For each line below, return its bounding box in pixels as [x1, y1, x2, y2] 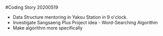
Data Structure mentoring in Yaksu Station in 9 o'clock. [12, 14, 128, 20]
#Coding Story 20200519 [5, 5, 59, 10]
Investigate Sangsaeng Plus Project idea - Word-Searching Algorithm [12, 20, 158, 25]
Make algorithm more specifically [12, 25, 83, 31]
